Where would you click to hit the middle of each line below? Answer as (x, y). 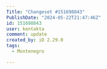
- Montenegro (28, 51)
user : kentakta (25, 29)
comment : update (27, 34)
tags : (13, 46)
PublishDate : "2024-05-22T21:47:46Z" (54, 18)
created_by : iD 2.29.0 (35, 40)
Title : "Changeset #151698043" (46, 12)
